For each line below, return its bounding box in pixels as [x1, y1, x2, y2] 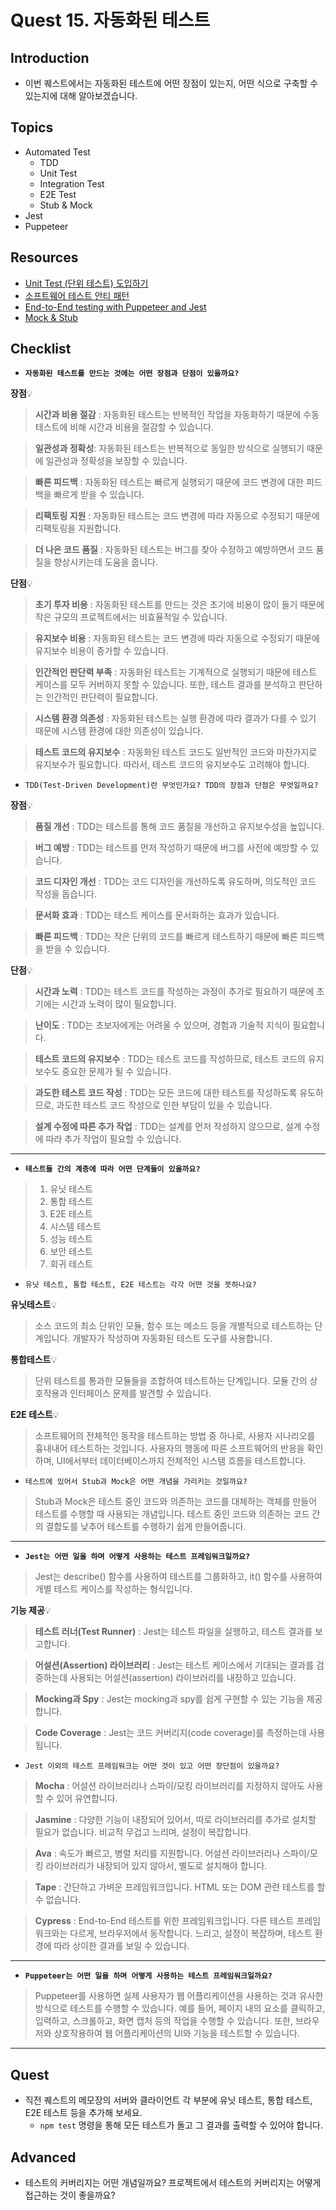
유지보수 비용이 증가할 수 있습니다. [34, 645, 169, 657]
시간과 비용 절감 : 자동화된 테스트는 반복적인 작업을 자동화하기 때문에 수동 [34, 409, 320, 421]
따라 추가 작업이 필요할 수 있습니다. [45, 1133, 182, 1145]
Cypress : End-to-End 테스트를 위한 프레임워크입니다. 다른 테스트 [34, 1915, 295, 1927]
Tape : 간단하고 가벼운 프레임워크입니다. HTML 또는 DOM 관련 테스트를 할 [34, 1881, 326, 1893]
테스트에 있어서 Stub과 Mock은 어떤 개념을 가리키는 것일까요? [24, 1477, 248, 1487]
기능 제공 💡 [10, 1604, 52, 1616]
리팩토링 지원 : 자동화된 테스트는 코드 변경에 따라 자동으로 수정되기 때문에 [34, 510, 320, 522]
